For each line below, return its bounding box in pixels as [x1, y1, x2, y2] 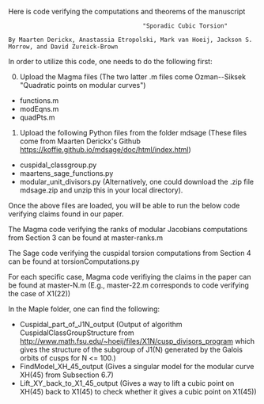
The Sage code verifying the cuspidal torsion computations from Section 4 [8, 249, 251, 257]
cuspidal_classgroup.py [19, 160, 97, 170]
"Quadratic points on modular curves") [19, 81, 146, 90]
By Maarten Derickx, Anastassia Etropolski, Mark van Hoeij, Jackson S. [8, 36, 253, 44]
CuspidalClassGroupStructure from [19, 328, 134, 337]
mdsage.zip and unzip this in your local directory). [19, 185, 183, 195]
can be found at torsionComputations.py [8, 257, 140, 266]
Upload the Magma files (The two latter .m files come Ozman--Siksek [19, 72, 247, 82]
